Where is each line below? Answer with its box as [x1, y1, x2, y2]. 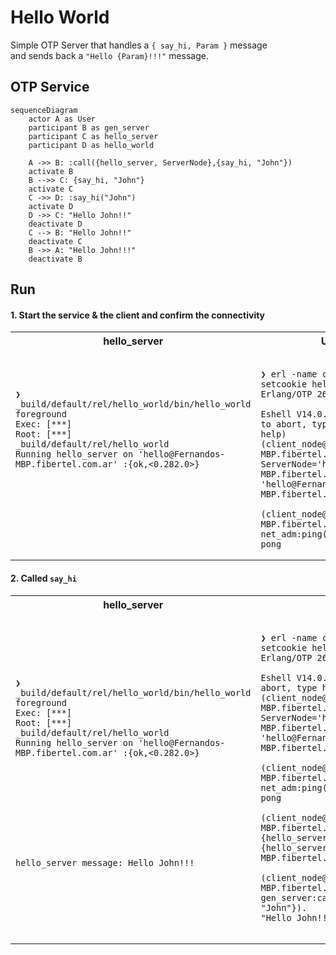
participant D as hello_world [28, 140, 155, 150]
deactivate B [28, 254, 83, 264]
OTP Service [10, 79, 90, 96]
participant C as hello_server [28, 131, 159, 141]
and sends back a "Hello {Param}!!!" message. [10, 49, 210, 61]
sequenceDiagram [10, 105, 78, 115]
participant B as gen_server [28, 122, 150, 133]
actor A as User [28, 114, 97, 124]
